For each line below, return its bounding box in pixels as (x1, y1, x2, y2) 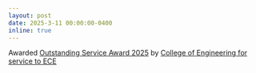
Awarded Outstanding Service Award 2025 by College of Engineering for (8, 48, 248, 58)
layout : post (8, 11, 52, 20)
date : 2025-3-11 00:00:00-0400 (8, 19, 113, 27)
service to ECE (8, 56, 58, 66)
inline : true (8, 26, 52, 34)
